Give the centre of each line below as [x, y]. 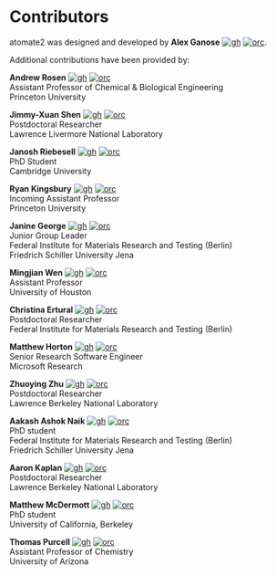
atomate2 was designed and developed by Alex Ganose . [138, 42]
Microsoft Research [46, 366]
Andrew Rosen [38, 77]
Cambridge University [51, 171]
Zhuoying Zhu [36, 383]
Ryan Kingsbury [41, 188]
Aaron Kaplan [36, 467]
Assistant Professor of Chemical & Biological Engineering [117, 87]
